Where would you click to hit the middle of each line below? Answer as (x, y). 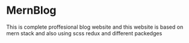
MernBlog (31, 10)
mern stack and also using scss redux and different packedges (84, 33)
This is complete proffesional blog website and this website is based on (95, 27)
